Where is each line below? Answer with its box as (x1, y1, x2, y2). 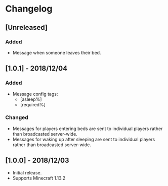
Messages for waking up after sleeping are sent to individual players (12, 136, 155, 142)
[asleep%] (20, 96, 42, 102)
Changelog (5, 3, 53, 15)
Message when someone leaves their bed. (12, 49, 101, 55)
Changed (5, 114, 29, 121)
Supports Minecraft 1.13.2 (12, 175, 66, 181)
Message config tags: (12, 91, 58, 97)
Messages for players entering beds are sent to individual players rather (12, 126, 163, 132)
